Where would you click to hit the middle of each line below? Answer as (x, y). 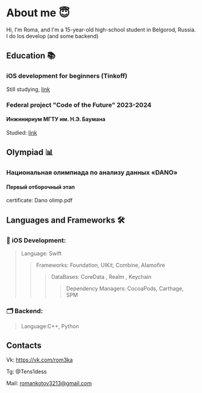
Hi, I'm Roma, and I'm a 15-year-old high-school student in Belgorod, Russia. (101, 30)
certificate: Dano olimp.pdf (39, 200)
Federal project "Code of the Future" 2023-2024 (79, 104)
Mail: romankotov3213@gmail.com (49, 383)
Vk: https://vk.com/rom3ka (40, 360)
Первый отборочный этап (41, 187)
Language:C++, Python (50, 327)
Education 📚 (31, 56)
